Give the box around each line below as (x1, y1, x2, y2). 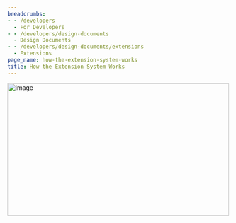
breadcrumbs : (7, 10, 46, 18)
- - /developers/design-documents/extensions (7, 43, 144, 50)
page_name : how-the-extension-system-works (7, 57, 138, 64)
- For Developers (13, 23, 65, 30)
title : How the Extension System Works (7, 63, 125, 70)
